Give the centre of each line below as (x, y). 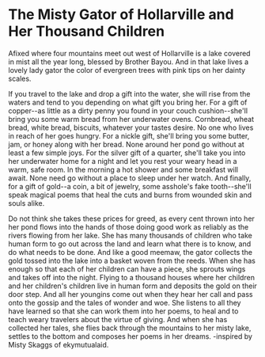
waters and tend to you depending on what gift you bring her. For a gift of (128, 102)
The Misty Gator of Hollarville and (121, 15)
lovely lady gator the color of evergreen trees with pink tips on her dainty (127, 70)
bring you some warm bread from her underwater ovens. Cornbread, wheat (131, 119)
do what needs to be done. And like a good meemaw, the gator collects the (131, 252)
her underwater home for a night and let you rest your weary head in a (123, 161)
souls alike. (26, 203)
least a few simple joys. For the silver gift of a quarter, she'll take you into (127, 153)
